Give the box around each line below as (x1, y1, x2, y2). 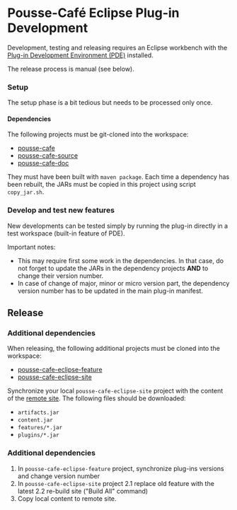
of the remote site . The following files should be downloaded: (7, 394, 186, 402)
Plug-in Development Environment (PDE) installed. (7, 51, 154, 59)
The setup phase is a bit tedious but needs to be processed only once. (7, 98, 213, 107)
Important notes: (7, 243, 56, 251)
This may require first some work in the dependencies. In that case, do (17, 256, 224, 265)
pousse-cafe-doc (17, 159, 69, 168)
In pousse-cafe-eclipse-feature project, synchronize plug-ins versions (17, 464, 224, 473)
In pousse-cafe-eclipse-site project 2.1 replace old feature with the (17, 479, 214, 487)
